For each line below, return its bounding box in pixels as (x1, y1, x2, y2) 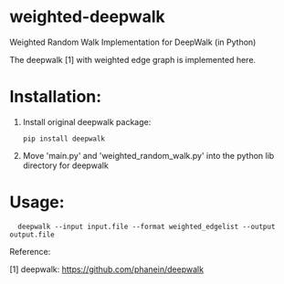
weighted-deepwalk (9, 6, 166, 27)
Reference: (9, 246, 51, 257)
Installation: (9, 87, 102, 107)
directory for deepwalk (22, 160, 110, 171)
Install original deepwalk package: (22, 116, 152, 127)
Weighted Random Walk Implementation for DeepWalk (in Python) (9, 37, 257, 47)
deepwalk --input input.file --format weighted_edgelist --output (17, 222, 276, 231)
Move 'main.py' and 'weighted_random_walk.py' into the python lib (22, 150, 275, 161)
